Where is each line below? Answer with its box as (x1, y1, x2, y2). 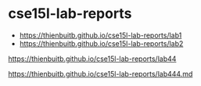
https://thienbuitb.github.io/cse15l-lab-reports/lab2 (19, 38, 184, 48)
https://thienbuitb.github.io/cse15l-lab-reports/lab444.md (8, 69, 193, 78)
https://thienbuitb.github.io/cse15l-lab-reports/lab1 (19, 30, 182, 40)
